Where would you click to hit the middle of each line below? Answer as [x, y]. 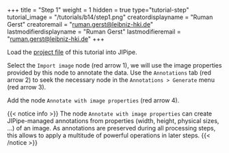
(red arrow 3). [27, 87]
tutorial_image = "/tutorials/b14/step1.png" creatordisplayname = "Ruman [110, 17]
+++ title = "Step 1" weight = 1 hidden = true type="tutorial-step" [98, 10]
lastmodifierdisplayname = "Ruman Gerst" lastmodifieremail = [94, 31]
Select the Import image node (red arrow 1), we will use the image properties [114, 65]
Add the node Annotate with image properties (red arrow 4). [93, 100]
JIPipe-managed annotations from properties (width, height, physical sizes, [113, 121]
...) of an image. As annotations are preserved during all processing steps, [111, 128]
